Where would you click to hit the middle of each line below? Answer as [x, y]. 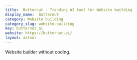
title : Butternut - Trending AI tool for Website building [69, 10]
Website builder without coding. [38, 52]
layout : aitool [21, 38]
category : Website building [34, 19]
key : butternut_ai [24, 28]
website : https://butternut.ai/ [39, 33]
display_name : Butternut [32, 14]
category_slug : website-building [40, 24]
